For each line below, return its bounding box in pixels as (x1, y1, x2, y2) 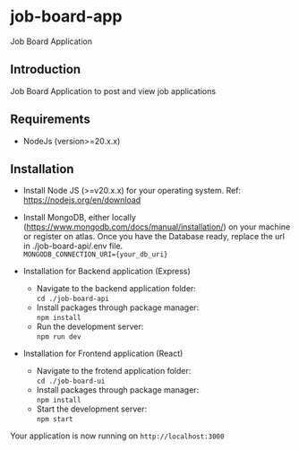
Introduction (10, 62, 81, 77)
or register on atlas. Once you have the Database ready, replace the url (22, 231, 286, 242)
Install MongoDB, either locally (22, 212, 137, 223)
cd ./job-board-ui (36, 376, 106, 386)
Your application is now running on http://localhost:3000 (10, 430, 225, 441)
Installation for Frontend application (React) (22, 348, 184, 359)
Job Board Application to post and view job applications (10, 85, 217, 96)
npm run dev (36, 333, 81, 342)
